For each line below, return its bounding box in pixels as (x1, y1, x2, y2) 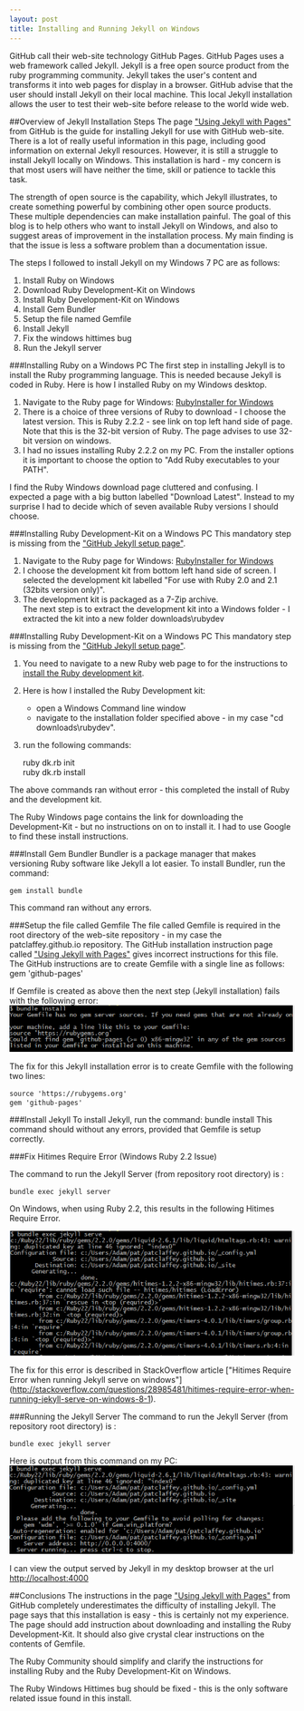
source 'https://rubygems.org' (9, 1089, 128, 1099)
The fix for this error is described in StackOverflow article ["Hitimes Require (9, 1365, 291, 1376)
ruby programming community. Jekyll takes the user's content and (9, 69, 258, 81)
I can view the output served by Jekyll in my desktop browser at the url (9, 1562, 274, 1573)
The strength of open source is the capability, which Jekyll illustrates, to (9, 191, 278, 202)
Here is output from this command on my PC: (9, 1455, 178, 1466)
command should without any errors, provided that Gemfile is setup (9, 1124, 261, 1135)
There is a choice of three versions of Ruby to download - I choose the (22, 406, 287, 417)
